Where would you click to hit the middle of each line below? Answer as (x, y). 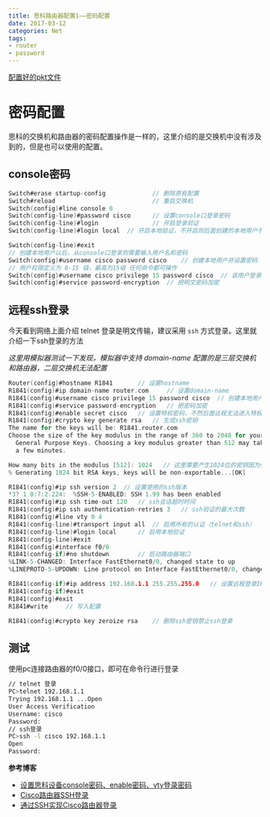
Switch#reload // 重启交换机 (101, 201)
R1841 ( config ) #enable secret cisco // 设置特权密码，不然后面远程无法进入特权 (135, 413)
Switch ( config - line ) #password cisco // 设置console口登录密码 (119, 216)
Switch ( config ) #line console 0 (61, 208)
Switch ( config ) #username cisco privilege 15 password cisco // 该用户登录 (135, 275)
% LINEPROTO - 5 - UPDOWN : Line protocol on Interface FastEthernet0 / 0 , (124, 569)
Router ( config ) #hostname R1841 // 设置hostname (99, 383)
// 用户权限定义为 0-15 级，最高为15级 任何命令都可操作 (93, 268)
